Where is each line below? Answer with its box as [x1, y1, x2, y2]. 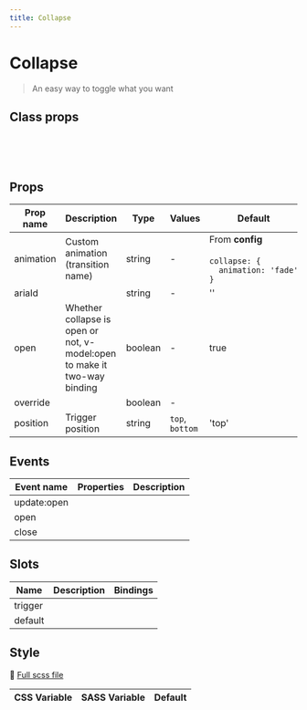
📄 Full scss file [9, 669, 64, 680]
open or [65, 325, 99, 338]
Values [169, 212, 201, 224]
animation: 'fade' [218, 266, 299, 276]
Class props [9, 109, 79, 124]
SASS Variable [80, 691, 146, 704]
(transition [65, 258, 110, 271]
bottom [169, 423, 198, 434]
